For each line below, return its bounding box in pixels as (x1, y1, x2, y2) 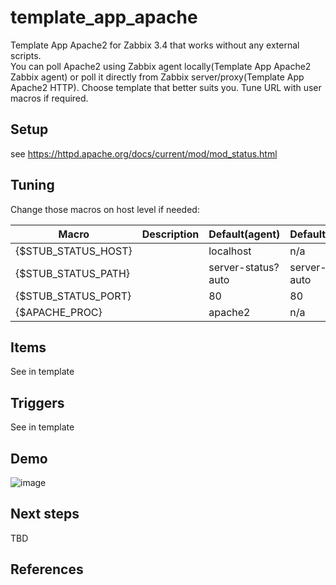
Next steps (10, 506, 80, 523)
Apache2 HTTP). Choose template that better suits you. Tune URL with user (10, 81, 322, 93)
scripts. (10, 49, 42, 61)
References (10, 561, 84, 578)
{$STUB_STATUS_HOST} (15, 244, 133, 258)
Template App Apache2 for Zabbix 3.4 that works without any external (10, 39, 300, 51)
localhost (208, 244, 252, 258)
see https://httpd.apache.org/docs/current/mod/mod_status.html (10, 147, 278, 160)
